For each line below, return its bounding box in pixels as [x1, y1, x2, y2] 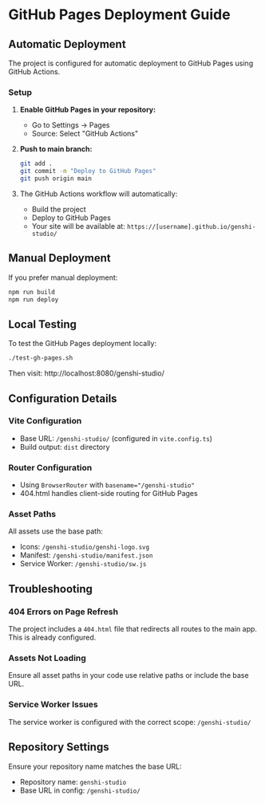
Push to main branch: [19, 144, 93, 154]
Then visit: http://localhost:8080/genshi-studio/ [8, 368, 165, 378]
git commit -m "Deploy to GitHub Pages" [19, 167, 156, 175]
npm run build [8, 288, 56, 296]
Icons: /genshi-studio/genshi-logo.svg [19, 542, 150, 552]
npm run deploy [8, 295, 59, 304]
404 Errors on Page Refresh [8, 606, 118, 617]
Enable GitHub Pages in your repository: [19, 105, 156, 115]
